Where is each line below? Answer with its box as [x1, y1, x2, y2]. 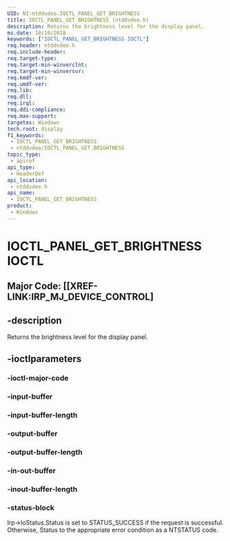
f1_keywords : [7, 132, 45, 139]
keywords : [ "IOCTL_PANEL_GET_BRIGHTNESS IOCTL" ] [7, 36, 149, 43]
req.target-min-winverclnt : [7, 61, 88, 68]
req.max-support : [7, 112, 57, 119]
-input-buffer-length [7, 411, 78, 420]
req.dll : [7, 94, 32, 101]
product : [7, 203, 32, 210]
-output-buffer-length [7, 447, 83, 457]
